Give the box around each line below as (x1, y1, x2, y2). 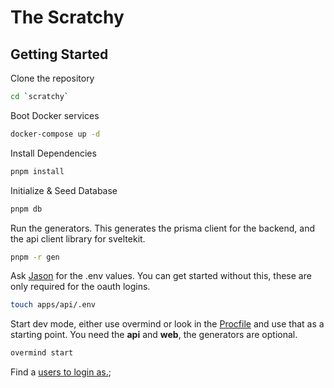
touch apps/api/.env (10, 300, 97, 310)
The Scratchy (10, 6, 125, 29)
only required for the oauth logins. (10, 281, 151, 293)
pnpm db (10, 204, 43, 214)
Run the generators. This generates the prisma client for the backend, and (10, 222, 315, 234)
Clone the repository (10, 72, 95, 84)
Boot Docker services (10, 109, 100, 121)
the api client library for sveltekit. (10, 232, 146, 245)
